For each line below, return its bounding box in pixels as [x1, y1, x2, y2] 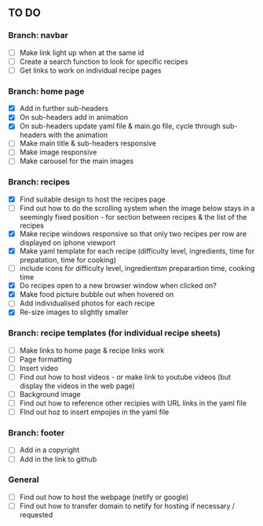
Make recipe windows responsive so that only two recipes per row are [19, 228, 247, 239]
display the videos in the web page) [19, 381, 135, 391]
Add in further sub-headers [19, 104, 108, 113]
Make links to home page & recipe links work [19, 346, 165, 355]
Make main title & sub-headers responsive [19, 139, 157, 148]
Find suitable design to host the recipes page [19, 194, 166, 204]
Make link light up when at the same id [19, 47, 144, 57]
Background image [19, 389, 81, 398]
